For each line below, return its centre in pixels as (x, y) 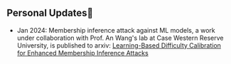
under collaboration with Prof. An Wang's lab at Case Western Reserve (120, 38)
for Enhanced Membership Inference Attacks (82, 53)
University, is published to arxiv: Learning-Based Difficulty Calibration (119, 45)
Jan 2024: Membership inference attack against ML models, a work (116, 30)
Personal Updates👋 (50, 13)
